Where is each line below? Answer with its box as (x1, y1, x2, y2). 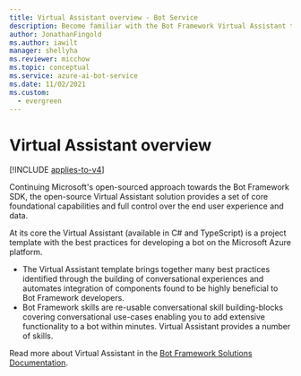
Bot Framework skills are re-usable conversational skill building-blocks (21, 302, 284, 313)
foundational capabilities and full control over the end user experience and (9, 201, 284, 211)
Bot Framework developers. (21, 293, 125, 303)
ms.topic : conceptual (9, 64, 90, 73)
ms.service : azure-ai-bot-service (9, 72, 139, 81)
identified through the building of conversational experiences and (21, 274, 264, 285)
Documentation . (9, 357, 69, 368)
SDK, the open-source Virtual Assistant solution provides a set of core (9, 192, 269, 202)
